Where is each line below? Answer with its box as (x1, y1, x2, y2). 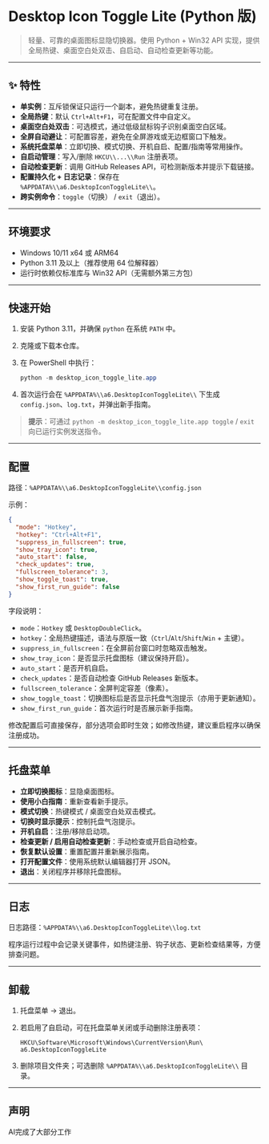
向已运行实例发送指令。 (27, 427, 106, 436)
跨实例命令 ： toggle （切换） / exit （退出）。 (19, 192, 165, 201)
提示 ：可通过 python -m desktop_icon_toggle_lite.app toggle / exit (27, 416, 255, 426)
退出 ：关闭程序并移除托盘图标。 (19, 866, 126, 876)
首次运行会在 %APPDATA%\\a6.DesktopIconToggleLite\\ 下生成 (19, 390, 220, 400)
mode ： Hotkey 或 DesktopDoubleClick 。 (19, 623, 147, 632)
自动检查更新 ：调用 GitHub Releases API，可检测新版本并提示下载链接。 (19, 161, 259, 171)
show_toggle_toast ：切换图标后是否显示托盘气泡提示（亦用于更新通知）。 (19, 693, 260, 703)
